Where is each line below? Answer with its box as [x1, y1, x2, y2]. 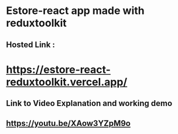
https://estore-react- [6, 63, 111, 76]
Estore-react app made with [6, 4, 145, 17]
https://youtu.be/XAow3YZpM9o [6, 118, 131, 128]
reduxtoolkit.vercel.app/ [6, 75, 128, 89]
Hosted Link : [6, 40, 56, 50]
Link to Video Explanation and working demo [6, 98, 173, 108]
